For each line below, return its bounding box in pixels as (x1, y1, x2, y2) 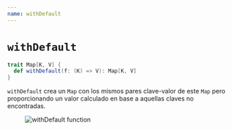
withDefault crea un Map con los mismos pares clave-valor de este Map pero (7, 87, 226, 96)
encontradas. (7, 102, 46, 110)
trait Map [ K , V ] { (7, 61, 61, 68)
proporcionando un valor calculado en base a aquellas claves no (7, 94, 194, 103)
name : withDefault (7, 10, 61, 18)
